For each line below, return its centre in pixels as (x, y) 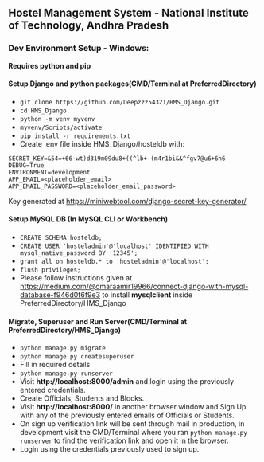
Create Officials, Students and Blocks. (82, 398)
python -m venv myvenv (57, 119)
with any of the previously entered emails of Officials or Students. (127, 415)
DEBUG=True (26, 165)
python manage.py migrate (62, 348)
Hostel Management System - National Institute (128, 13)
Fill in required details (55, 365)
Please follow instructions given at (76, 278)
